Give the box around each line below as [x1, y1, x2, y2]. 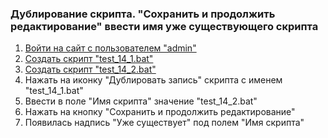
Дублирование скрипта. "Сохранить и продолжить [10, 7, 276, 21]
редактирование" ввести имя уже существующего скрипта [10, 19, 319, 33]
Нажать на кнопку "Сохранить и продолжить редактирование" [24, 106, 296, 118]
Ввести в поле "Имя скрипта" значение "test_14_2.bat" [24, 95, 258, 107]
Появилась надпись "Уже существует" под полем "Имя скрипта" [24, 117, 305, 129]
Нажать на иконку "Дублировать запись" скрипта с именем [24, 74, 283, 86]
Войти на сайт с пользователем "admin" [24, 42, 197, 54]
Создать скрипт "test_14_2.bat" [24, 63, 157, 76]
